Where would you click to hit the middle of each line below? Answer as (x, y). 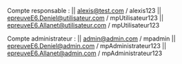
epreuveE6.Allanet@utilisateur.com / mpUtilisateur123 (83, 25)
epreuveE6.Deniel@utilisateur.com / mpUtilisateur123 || (85, 18)
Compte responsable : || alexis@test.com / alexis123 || (84, 11)
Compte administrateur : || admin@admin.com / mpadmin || (91, 39)
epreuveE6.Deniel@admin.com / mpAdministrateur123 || (87, 46)
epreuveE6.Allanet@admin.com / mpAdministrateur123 (85, 53)
